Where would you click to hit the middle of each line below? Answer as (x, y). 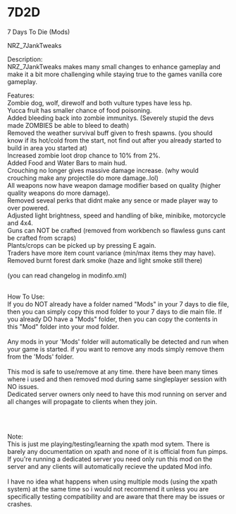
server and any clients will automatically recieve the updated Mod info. (110, 466)
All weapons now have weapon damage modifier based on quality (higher (114, 185)
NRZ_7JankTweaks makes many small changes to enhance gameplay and (114, 66)
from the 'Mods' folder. (41, 357)
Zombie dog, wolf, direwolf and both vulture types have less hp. (100, 102)
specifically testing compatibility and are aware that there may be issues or (116, 496)
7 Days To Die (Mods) (39, 32)
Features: (21, 95)
